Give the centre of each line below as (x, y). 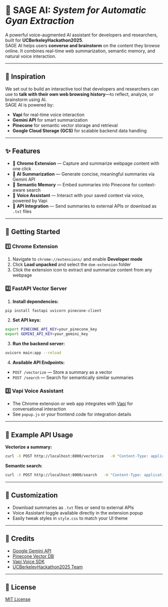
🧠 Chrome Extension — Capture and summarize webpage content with (86, 163)
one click (22, 168)
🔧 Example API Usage (39, 435)
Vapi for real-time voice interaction (48, 115)
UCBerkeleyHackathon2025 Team (47, 567)
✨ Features (23, 151)
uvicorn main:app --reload (33, 353)
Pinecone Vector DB (33, 556)
